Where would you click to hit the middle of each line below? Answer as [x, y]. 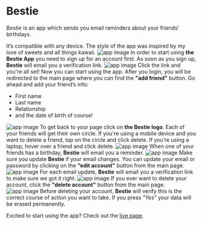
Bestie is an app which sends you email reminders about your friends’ [93, 28]
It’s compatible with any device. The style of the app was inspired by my [96, 46]
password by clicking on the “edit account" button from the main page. [95, 165]
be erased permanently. [36, 204]
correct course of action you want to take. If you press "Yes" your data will [99, 197]
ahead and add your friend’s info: [47, 84]
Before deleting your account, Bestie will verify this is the [111, 191]
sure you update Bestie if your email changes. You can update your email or [101, 159]
